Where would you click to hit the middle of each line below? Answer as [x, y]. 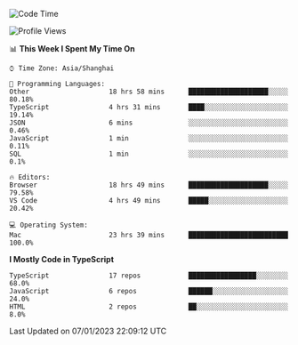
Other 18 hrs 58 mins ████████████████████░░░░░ [149, 92]
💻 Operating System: [49, 225]
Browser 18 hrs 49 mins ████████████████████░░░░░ [149, 185]
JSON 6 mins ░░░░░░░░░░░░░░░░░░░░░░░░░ [149, 123]
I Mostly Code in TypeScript [61, 259]
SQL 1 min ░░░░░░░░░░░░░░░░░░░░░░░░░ [149, 154]
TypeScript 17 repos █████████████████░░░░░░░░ [149, 276]
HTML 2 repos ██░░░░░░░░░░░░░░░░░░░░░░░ [149, 307]
